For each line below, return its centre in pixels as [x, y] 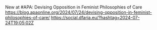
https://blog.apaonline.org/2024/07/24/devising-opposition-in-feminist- [78, 12]
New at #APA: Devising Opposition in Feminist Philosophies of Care [74, 7]
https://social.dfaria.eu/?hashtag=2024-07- [95, 17]
